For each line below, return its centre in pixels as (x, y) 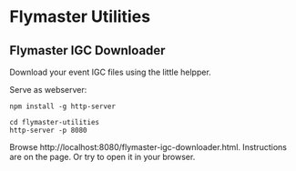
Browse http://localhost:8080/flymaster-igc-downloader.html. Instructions (148, 147)
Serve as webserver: (48, 90)
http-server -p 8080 (49, 130)
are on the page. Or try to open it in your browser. (102, 157)
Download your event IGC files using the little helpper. (110, 72)
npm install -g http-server (63, 106)
